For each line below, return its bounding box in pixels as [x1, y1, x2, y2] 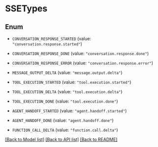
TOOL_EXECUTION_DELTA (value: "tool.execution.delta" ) [12, 89, 123, 94]
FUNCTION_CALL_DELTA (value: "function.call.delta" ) [12, 127, 118, 133]
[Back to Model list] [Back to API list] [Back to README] [5, 137, 118, 142]
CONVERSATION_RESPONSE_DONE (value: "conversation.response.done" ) [12, 50, 149, 56]
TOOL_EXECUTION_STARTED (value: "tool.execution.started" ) [12, 79, 132, 85]
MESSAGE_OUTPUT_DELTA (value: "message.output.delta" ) [12, 70, 123, 75]
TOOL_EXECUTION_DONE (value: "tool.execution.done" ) [12, 98, 118, 104]
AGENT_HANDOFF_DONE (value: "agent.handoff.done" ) [12, 117, 114, 123]
